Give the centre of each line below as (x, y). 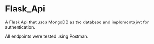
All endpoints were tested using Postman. (47, 36)
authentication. (20, 27)
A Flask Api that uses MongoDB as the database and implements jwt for (77, 22)
